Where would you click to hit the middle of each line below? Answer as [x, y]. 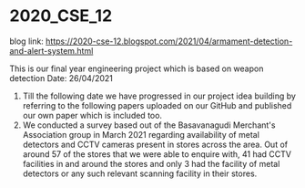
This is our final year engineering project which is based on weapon [137, 68]
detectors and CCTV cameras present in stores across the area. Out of [155, 144]
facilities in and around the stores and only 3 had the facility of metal [151, 163]
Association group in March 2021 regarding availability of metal [141, 134]
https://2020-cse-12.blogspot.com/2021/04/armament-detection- [169, 41]
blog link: [26, 41]
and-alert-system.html [51, 50]
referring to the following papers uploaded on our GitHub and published [157, 105]
